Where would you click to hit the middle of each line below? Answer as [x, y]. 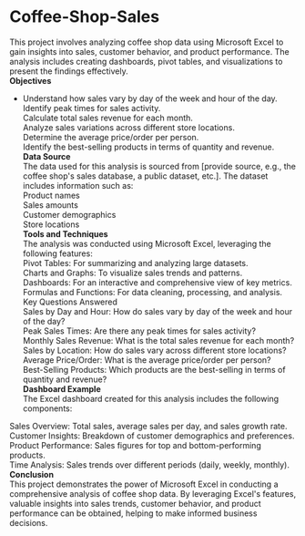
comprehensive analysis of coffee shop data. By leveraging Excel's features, [153, 493]
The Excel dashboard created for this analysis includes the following [151, 398]
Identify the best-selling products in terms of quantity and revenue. [148, 147]
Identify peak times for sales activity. [91, 108]
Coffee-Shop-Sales [85, 17]
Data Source [46, 156]
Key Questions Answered [70, 302]
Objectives [30, 80]
